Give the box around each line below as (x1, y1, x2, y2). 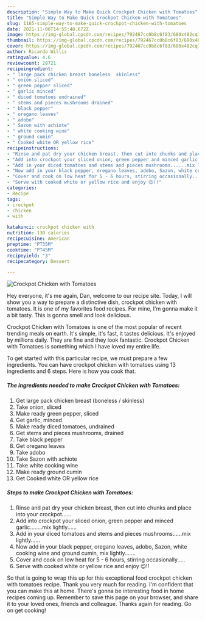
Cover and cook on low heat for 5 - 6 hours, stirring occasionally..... (15, 556, 186, 563)
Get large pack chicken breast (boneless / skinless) (15, 397, 145, 405)
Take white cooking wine (15, 462, 78, 469)
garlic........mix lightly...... (15, 524, 77, 531)
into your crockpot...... (15, 511, 72, 518)
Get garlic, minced (15, 416, 63, 424)
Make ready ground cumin (15, 468, 82, 476)
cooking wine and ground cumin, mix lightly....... (15, 550, 136, 557)
